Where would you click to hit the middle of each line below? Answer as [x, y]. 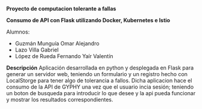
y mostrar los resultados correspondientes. [60, 99]
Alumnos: [18, 32]
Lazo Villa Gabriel [37, 50]
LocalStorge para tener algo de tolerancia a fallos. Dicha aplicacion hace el [99, 81]
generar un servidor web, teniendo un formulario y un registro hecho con [97, 74]
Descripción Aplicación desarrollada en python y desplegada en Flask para [100, 68]
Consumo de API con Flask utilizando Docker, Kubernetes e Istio [88, 20]
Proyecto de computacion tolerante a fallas [61, 9]
